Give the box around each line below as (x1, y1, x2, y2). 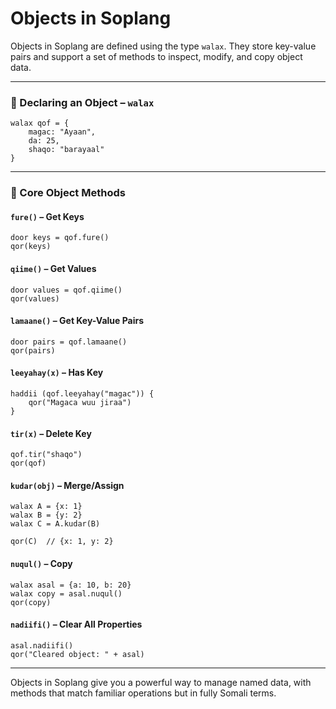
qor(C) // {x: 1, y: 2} (10, 537, 114, 547)
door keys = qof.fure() (10, 233, 110, 243)
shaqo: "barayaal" (28, 145, 105, 155)
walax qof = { (10, 118, 70, 129)
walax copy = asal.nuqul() (10, 588, 123, 599)
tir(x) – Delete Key (10, 427, 92, 439)
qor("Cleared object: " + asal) (10, 649, 145, 659)
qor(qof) (10, 458, 47, 469)
